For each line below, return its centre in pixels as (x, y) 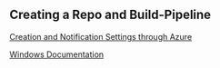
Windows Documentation (57, 54)
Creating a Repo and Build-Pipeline (110, 15)
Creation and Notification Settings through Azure (101, 36)
